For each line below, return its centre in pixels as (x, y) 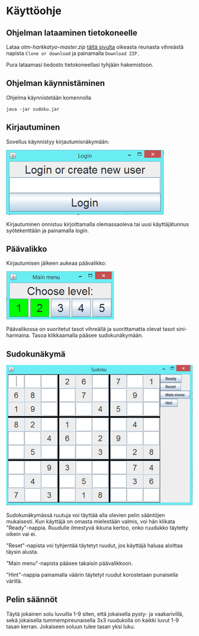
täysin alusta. (22, 551)
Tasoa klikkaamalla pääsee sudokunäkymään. (87, 335)
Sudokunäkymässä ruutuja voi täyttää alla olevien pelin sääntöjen (86, 515)
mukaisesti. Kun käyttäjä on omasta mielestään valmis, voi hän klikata (91, 521)
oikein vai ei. (21, 534)
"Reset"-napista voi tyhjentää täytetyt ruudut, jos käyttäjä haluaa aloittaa (94, 545)
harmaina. (18, 335)
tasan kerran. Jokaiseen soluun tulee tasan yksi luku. (71, 627)
